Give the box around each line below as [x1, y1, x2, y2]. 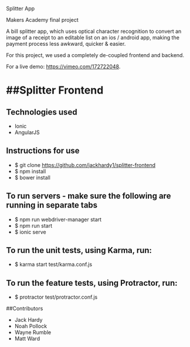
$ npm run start [14, 222, 53, 229]
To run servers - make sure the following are [6, 191, 171, 201]
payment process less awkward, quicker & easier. [6, 41, 126, 47]
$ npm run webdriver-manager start [14, 216, 101, 223]
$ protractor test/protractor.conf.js [14, 293, 98, 301]
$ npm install [14, 168, 46, 175]
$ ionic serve [14, 228, 46, 235]
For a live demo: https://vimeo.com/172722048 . [6, 63, 121, 70]
